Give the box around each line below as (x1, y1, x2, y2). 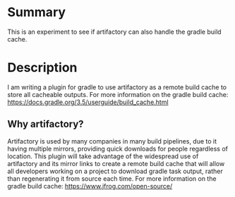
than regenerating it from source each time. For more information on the (7, 174, 217, 183)
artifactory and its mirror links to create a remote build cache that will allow (7, 159, 225, 167)
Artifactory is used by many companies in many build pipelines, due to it (7, 136, 217, 145)
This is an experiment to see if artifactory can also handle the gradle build (7, 27, 222, 36)
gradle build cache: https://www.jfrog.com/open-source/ (7, 182, 173, 190)
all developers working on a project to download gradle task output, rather (7, 167, 224, 175)
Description (7, 60, 78, 76)
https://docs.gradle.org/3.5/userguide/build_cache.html (7, 98, 169, 106)
